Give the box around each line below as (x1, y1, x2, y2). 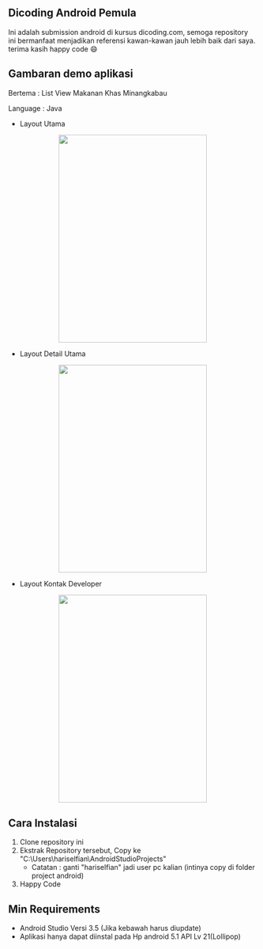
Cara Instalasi (8, 817, 77, 830)
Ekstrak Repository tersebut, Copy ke (19, 846, 141, 856)
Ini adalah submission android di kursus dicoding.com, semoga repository (8, 27, 249, 36)
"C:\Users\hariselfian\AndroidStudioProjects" (19, 854, 167, 864)
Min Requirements (8, 902, 100, 916)
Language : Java (8, 103, 62, 113)
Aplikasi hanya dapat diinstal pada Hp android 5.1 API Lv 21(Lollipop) (19, 932, 241, 941)
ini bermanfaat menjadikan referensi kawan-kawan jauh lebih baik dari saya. (8, 36, 256, 45)
